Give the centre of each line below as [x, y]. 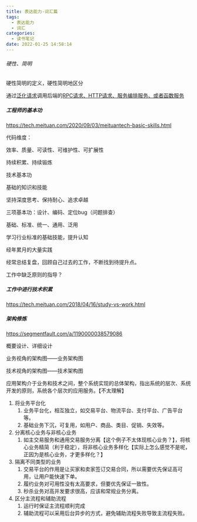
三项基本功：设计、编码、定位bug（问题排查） [62, 213]
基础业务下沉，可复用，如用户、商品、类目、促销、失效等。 [95, 425]
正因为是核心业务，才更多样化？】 [64, 454]
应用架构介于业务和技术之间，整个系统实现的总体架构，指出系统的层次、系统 [98, 383]
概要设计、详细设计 [29, 346]
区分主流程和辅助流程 [40, 498]
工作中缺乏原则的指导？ [34, 275]
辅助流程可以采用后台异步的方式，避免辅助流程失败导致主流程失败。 [106, 513]
